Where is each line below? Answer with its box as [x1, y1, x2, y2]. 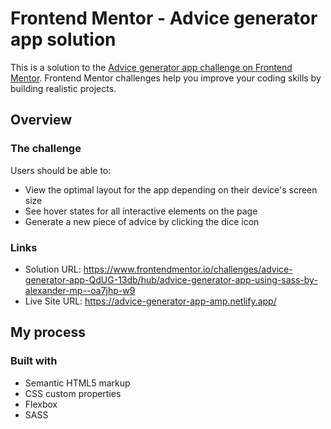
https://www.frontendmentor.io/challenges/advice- [83, 263, 293, 275]
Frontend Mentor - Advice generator [10, 7, 318, 30]
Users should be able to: [10, 164, 112, 176]
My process [10, 324, 86, 341]
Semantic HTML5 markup [24, 377, 131, 389]
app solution [10, 28, 117, 51]
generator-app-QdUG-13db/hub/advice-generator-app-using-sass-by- [24, 273, 318, 286]
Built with [10, 354, 58, 368]
